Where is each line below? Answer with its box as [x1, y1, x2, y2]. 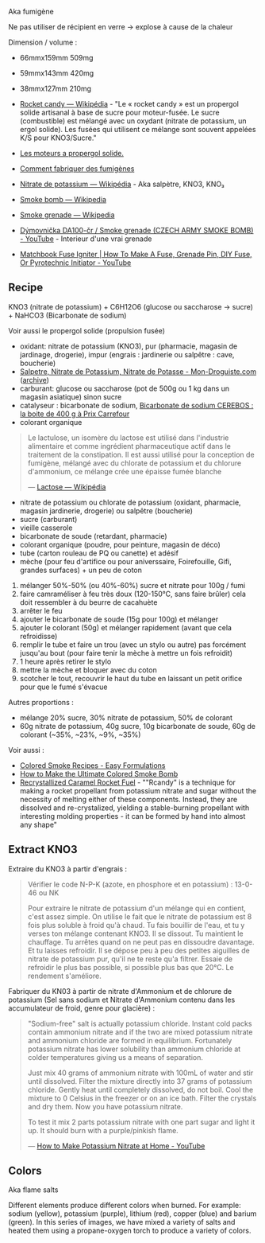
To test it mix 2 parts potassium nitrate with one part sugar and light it [27, 1117, 255, 1127]
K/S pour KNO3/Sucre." [19, 133, 97, 142]
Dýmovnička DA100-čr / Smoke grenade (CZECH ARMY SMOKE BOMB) [19, 226, 254, 235]
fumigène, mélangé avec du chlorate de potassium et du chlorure [27, 458, 242, 468]
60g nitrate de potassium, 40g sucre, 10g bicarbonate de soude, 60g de [19, 721, 256, 731]
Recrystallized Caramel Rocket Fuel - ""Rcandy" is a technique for [19, 777, 236, 787]
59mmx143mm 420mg [19, 68, 94, 78]
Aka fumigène [8, 7, 54, 16]
